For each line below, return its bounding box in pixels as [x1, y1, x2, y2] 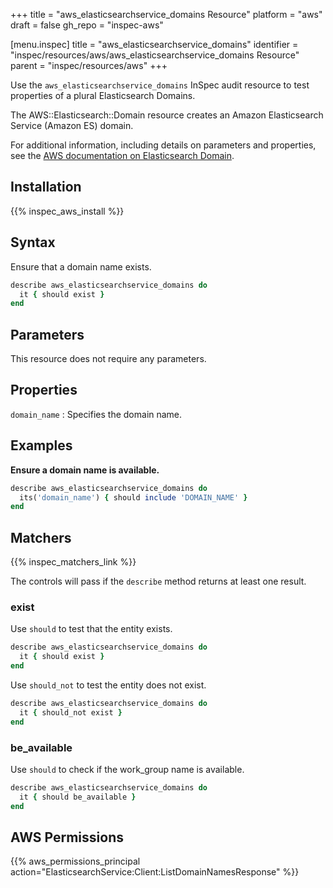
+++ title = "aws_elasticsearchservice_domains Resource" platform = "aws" [10, 9, 323, 20]
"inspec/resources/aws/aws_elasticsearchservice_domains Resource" [10, 49, 300, 61]
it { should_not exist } [19, 707, 123, 718]
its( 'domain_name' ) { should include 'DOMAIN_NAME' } [19, 492, 248, 503]
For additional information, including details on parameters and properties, [10, 139, 317, 151]
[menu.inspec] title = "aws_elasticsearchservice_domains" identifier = [10, 39, 299, 50]
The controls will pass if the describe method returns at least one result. [10, 575, 307, 588]
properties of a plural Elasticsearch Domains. [10, 90, 196, 101]
